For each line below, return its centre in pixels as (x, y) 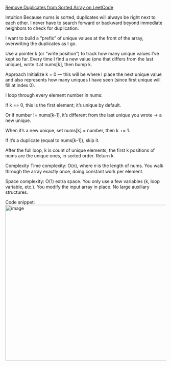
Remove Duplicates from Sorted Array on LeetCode (59, 7)
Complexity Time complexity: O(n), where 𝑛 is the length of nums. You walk (84, 166)
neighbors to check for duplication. (42, 28)
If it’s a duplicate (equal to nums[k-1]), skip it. (52, 140)
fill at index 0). (20, 85)
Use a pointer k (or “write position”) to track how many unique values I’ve (82, 54)
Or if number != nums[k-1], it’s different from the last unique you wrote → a (83, 115)
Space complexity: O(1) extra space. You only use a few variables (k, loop (82, 181)
